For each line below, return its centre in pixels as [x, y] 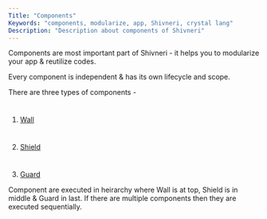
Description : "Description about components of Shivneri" [106, 30]
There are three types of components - [73, 92]
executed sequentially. [45, 207]
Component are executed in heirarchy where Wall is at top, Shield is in [123, 190]
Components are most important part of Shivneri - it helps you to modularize [134, 53]
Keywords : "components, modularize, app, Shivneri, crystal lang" [121, 23]
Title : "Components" [43, 16]
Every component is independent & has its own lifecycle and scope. [120, 77]
